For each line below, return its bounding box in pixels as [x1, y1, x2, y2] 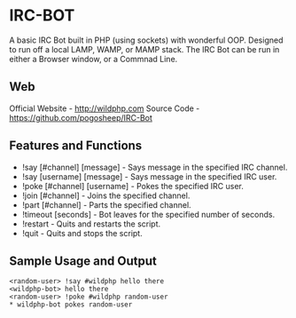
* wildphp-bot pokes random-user [9, 300, 133, 309]
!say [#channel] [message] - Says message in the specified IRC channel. [21, 162, 288, 172]
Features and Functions [9, 139, 143, 154]
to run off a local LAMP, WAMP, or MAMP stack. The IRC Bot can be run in [9, 44, 280, 54]
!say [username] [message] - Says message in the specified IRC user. [21, 171, 277, 182]
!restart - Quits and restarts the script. [21, 219, 161, 229]
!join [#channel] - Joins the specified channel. [21, 190, 191, 201]
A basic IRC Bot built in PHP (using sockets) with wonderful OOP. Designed [9, 35, 284, 45]
